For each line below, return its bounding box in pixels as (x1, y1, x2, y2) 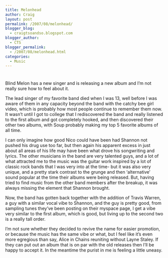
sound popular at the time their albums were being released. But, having (5, 174, 154, 181)
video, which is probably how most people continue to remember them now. (5, 106, 162, 112)
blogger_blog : (5, 26, 35, 31)
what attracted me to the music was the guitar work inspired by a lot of (5, 159, 151, 165)
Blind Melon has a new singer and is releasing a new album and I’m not (5, 80, 151, 86)
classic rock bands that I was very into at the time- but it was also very (5, 164, 151, 170)
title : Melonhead (5, 7, 42, 13)
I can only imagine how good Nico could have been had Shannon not (5, 137, 148, 143)
